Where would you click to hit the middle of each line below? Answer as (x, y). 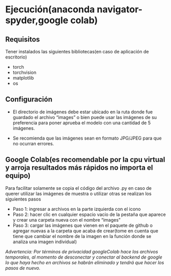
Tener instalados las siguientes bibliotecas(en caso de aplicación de (77, 52)
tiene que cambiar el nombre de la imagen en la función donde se (82, 236)
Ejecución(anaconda (50, 9)
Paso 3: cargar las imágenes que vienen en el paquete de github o (82, 225)
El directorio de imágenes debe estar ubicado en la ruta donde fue (83, 112)
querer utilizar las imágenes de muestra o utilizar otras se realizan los (79, 193)
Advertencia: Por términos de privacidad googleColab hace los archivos (82, 251)
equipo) (18, 176)
